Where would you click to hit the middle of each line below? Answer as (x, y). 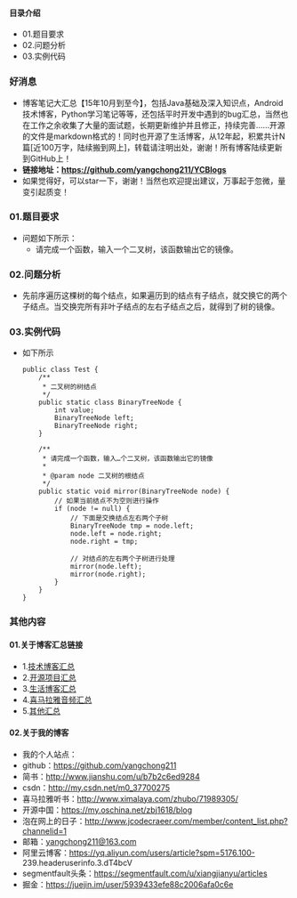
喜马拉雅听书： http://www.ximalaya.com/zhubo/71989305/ (130, 798)
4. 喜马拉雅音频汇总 (57, 700)
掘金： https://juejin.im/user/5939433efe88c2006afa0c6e (128, 884)
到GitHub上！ (47, 158)
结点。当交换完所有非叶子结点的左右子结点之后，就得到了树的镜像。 (155, 307)
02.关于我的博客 (39, 732)
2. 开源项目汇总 (49, 677)
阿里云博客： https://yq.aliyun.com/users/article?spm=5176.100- (138, 853)
